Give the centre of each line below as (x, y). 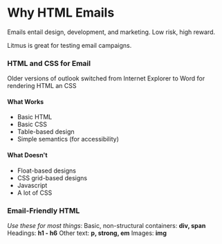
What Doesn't (27, 155)
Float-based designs (46, 171)
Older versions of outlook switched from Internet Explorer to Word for (106, 78)
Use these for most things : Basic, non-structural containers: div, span (107, 225)
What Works (26, 101)
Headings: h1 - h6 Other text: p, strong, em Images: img (87, 233)
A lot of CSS (35, 193)
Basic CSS (32, 124)
